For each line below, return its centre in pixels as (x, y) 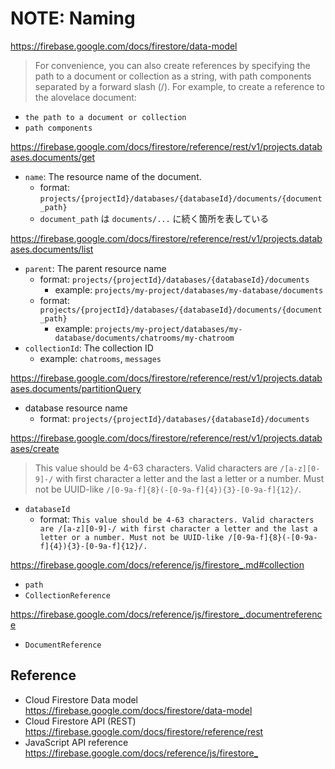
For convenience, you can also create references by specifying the (172, 65)
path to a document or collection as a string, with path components (173, 76)
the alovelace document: (85, 97)
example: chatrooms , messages (100, 358)
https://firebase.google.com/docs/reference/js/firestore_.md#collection (157, 564)
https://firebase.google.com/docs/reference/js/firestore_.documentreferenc (166, 614)
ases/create (35, 448)
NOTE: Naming (73, 18)
